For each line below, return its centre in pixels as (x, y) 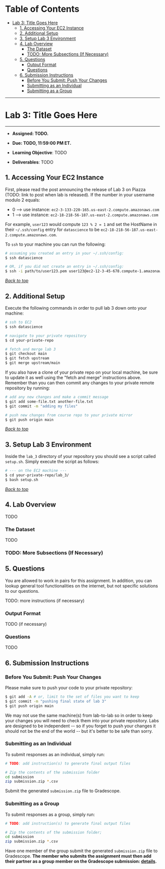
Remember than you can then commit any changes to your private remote (80, 383)
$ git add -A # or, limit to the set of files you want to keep (72, 697)
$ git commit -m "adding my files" (41, 406)
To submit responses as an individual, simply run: (55, 754)
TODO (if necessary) (26, 624)
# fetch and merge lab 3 (30, 349)
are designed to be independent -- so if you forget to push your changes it (81, 726)
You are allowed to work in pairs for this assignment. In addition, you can (79, 580)
